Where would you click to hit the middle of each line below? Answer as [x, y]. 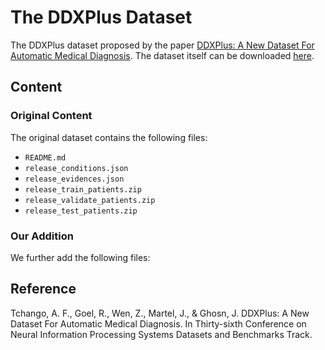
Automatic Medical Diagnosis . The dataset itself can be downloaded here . [162, 55]
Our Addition [42, 236]
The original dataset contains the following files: [109, 137]
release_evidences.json [74, 179]
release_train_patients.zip [83, 189]
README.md [45, 157]
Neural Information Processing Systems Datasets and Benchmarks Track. [161, 334]
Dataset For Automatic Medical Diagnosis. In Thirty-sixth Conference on [158, 323]
